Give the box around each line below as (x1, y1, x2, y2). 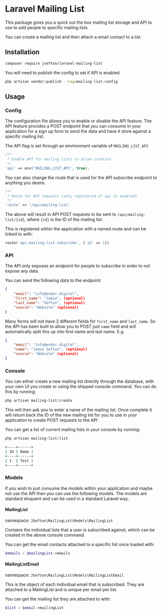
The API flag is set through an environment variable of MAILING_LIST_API (5, 143, 148, 149)
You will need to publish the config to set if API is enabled (5, 69, 120, 76)
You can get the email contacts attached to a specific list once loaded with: (5, 541, 155, 547)
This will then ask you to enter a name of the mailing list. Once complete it (5, 407, 152, 413)
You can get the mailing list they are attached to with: (5, 596, 111, 602)
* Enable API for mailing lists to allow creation (7, 157, 111, 162)
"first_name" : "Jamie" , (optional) (14, 296, 86, 301)
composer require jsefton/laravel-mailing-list (5, 61, 103, 66)
